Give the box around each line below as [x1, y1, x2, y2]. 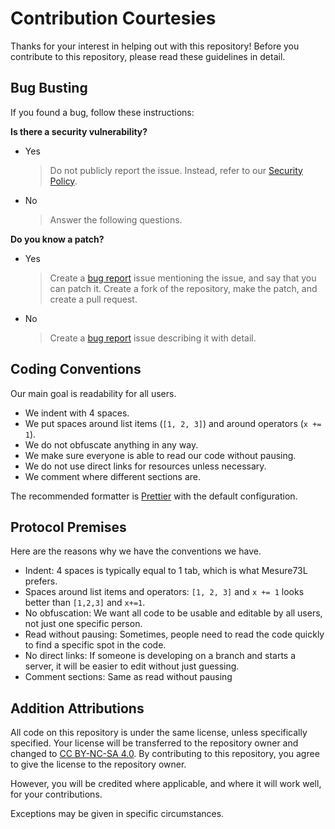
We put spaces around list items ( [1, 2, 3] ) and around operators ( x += [24, 417, 322, 429]
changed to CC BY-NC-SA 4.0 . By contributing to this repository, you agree [10, 748, 320, 760]
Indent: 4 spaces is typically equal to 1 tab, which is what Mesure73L [24, 565, 308, 577]
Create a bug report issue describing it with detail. [49, 332, 257, 344]
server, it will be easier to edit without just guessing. [24, 660, 240, 672]
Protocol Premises [10, 518, 127, 536]
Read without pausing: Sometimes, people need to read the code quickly [24, 628, 325, 641]
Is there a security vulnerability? [10, 125, 148, 137]
